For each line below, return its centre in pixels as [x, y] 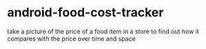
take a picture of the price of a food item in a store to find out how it [103, 31]
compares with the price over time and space [72, 38]
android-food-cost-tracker [85, 13]
